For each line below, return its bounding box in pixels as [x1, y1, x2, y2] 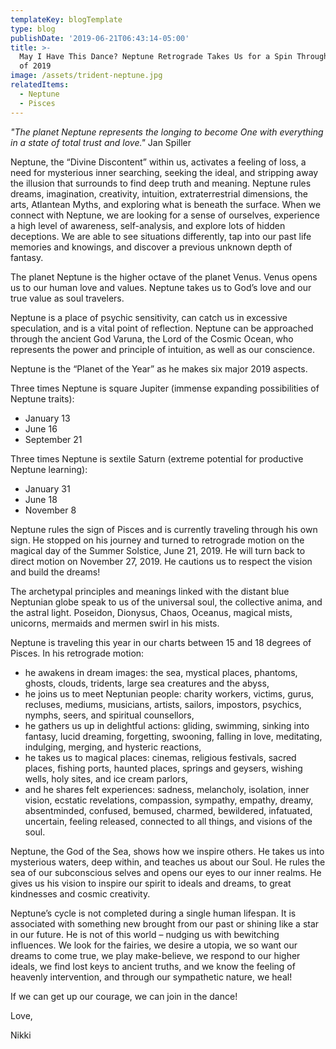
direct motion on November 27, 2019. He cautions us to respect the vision [10, 555, 313, 567]
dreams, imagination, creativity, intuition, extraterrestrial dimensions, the [10, 187, 308, 200]
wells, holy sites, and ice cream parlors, [24, 772, 189, 785]
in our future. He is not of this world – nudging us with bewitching [10, 928, 280, 940]
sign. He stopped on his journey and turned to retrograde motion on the [10, 534, 305, 546]
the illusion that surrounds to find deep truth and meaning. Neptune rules [10, 177, 312, 189]
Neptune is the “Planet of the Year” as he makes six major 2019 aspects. [10, 362, 308, 375]
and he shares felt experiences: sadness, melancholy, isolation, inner [24, 783, 310, 795]
